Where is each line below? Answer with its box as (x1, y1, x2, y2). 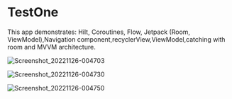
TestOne (7, 4, 59, 21)
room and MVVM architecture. (7, 42, 96, 51)
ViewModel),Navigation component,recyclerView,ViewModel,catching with (7, 35, 226, 43)
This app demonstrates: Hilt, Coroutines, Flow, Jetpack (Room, (7, 28, 190, 36)
